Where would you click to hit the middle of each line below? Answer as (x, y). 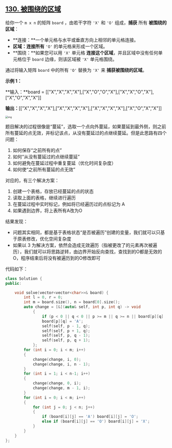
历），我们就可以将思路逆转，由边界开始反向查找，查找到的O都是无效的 (87, 251)
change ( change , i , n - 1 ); (61, 364)
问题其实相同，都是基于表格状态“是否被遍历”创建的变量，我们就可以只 (87, 232)
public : (14, 283)
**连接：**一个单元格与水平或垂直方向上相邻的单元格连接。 (76, 40)
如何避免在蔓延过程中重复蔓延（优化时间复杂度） (64, 163)
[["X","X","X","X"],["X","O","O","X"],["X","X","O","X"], (100, 92)
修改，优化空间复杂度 (49, 239)
